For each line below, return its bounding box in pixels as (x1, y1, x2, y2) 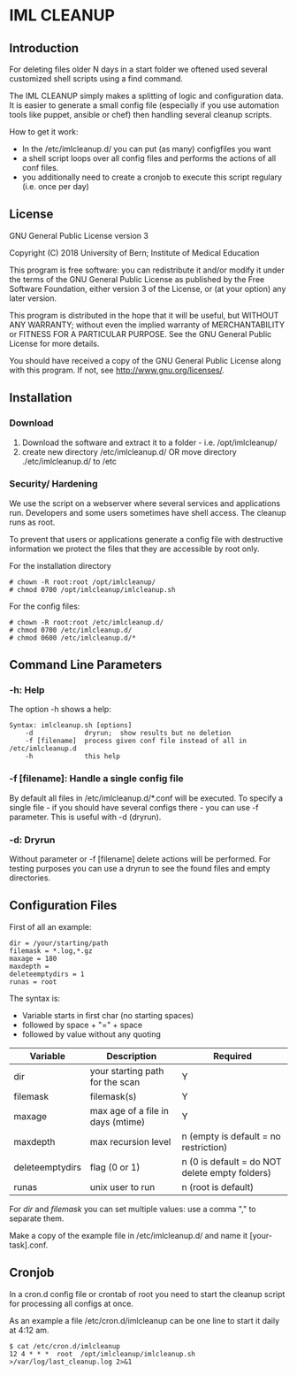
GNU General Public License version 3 (9, 230, 148, 241)
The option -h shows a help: (9, 704, 112, 715)
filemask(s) (89, 1090, 137, 1102)
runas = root (9, 977, 57, 987)
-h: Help (9, 684, 45, 696)
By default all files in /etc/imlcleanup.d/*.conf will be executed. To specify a (9, 793, 284, 803)
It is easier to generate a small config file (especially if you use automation (9, 100, 280, 111)
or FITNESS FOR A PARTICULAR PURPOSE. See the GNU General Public (9, 328, 272, 339)
